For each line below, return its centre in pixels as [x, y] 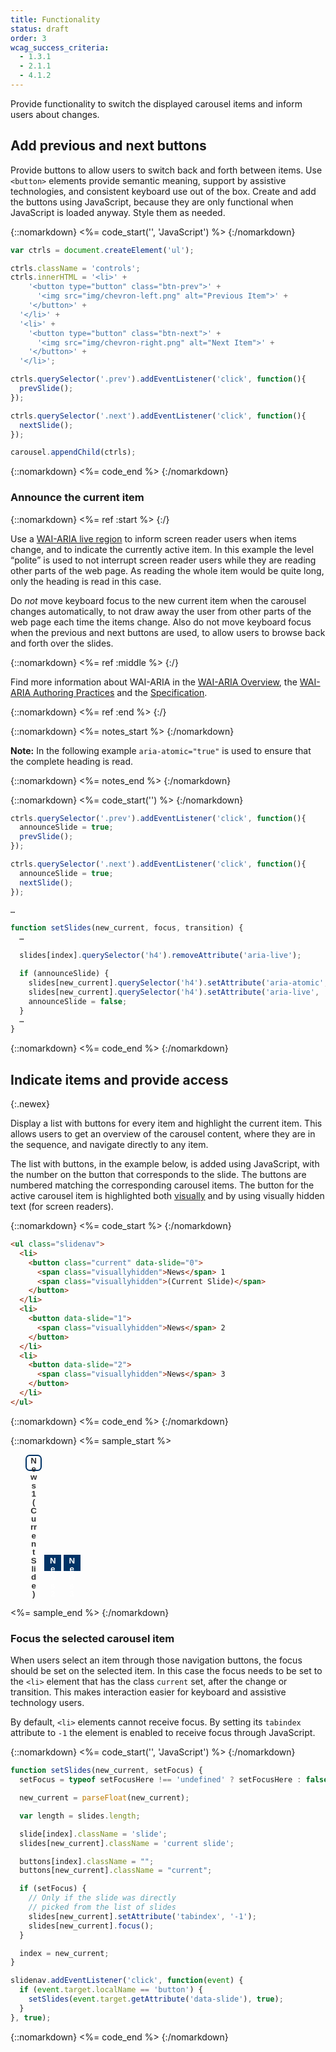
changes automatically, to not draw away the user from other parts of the [161, 611]
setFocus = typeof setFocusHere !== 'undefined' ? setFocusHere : [160, 1780]
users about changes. [55, 114]
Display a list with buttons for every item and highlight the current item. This [166, 1123]
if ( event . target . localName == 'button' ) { [111, 1990]
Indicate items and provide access [119, 1079]
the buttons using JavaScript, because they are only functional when [152, 202]
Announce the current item [77, 498]
